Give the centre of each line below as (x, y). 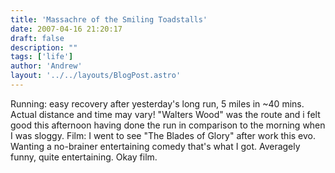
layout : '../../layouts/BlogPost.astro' (96, 76)
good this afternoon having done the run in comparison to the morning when (168, 125)
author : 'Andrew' (46, 66)
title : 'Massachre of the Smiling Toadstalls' (109, 19)
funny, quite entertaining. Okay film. (84, 157)
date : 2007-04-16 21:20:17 (66, 29)
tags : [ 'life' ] (42, 57)
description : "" (44, 47)
